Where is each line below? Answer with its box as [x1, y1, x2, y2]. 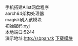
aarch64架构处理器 [5, 10, 44, 16]
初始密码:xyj [5, 23, 30, 29]
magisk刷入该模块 [5, 17, 42, 22]
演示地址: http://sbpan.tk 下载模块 [5, 35, 73, 41]
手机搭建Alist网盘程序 [5, 4, 49, 10]
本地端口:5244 [5, 29, 35, 35]
